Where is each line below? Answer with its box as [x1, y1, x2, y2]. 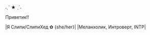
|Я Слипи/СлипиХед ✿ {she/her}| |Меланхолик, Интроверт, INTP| [5, 24, 146, 30]
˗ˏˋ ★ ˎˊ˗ [5, 5, 22, 10]
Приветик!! [5, 14, 29, 20]
